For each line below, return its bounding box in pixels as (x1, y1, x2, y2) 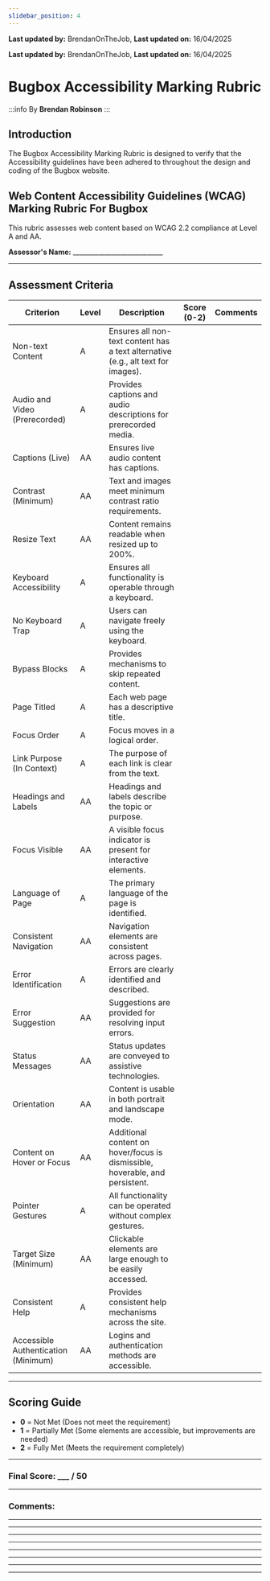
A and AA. (8, 232, 42, 241)
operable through (108, 582, 174, 593)
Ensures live (108, 442, 155, 453)
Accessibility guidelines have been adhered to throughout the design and (8, 158, 251, 167)
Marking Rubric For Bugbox (8, 202, 149, 216)
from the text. (108, 768, 160, 778)
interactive (108, 854, 149, 865)
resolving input (108, 1017, 166, 1028)
